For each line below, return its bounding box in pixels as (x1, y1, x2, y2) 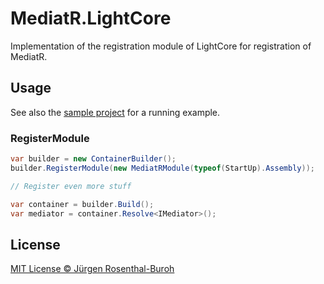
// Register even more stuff (10, 181, 132, 191)
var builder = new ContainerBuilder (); (10, 154, 177, 164)
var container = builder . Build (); (10, 199, 155, 209)
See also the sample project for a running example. (10, 106, 221, 118)
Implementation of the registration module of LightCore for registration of (10, 40, 312, 52)
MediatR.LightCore (10, 7, 172, 30)
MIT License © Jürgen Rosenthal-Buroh (10, 263, 175, 275)
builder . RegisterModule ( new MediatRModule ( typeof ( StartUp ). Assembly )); (10, 163, 315, 173)
